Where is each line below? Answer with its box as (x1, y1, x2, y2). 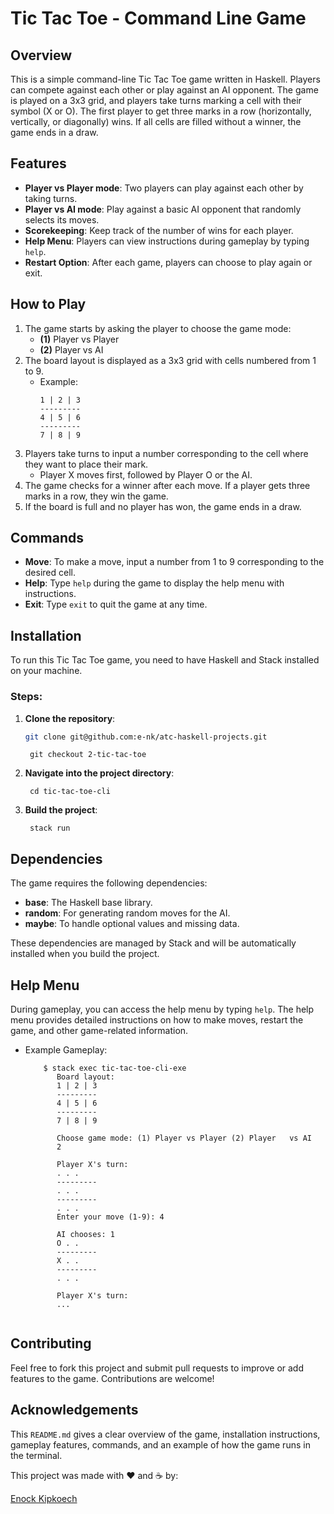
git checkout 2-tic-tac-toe (29, 750, 147, 760)
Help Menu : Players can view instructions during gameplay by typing (24, 235, 310, 247)
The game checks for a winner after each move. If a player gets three (24, 479, 311, 491)
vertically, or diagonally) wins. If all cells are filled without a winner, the (10, 116, 302, 127)
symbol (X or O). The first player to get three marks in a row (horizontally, (10, 105, 312, 117)
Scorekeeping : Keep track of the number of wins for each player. (24, 224, 294, 236)
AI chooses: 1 (56, 1230, 115, 1240)
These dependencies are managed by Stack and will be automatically (10, 937, 297, 949)
